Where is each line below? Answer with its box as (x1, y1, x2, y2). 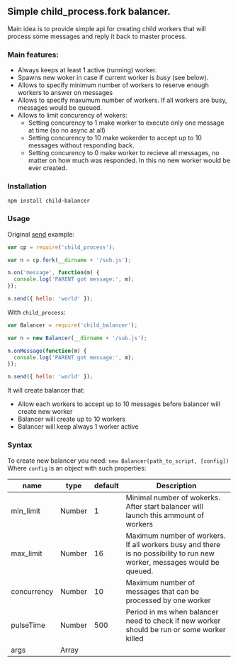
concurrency (11, 586, 54, 596)
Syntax (7, 440, 33, 450)
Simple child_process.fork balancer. (7, 6, 171, 18)
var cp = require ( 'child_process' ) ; (7, 244, 115, 251)
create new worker (17, 407, 73, 416)
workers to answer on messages (17, 89, 113, 97)
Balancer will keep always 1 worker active (17, 422, 140, 431)
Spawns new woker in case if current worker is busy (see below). (17, 74, 209, 82)
